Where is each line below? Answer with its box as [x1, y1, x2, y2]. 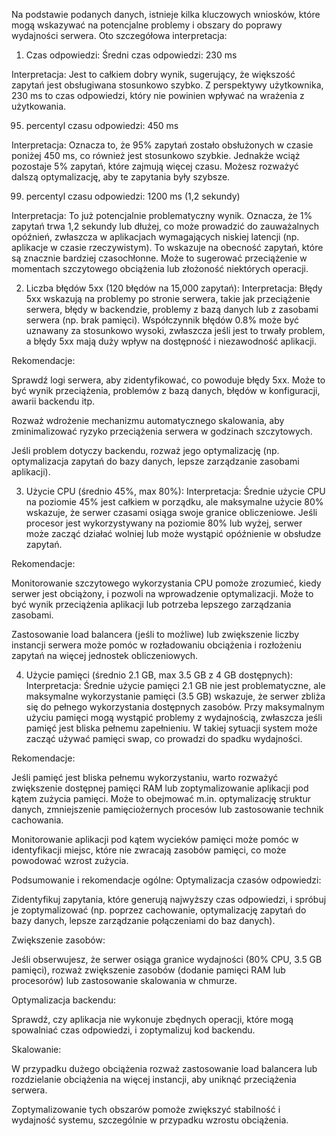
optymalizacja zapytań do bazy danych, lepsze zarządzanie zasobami [11, 455, 300, 467]
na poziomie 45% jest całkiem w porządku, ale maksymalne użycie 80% [25, 496, 324, 508]
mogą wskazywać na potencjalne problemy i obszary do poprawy [11, 19, 283, 31]
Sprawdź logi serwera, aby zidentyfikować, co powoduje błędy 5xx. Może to [11, 374, 326, 386]
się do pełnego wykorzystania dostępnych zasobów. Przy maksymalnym [25, 701, 325, 713]
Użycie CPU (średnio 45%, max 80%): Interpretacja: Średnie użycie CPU [25, 485, 326, 497]
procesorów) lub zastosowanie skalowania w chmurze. [11, 975, 238, 986]
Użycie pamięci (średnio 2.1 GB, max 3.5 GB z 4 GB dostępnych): [25, 669, 294, 681]
